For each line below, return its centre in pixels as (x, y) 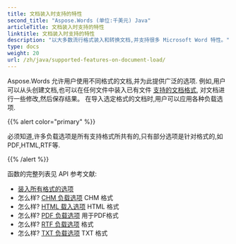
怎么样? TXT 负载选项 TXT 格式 (63, 233)
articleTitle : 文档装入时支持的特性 (56, 27)
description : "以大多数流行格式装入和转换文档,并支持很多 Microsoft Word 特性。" (118, 40)
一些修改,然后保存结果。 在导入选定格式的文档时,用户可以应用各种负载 (115, 98)
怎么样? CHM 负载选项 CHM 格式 (65, 197)
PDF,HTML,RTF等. (34, 145)
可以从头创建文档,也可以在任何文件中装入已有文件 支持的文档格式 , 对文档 (113, 90)
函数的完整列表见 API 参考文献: (52, 173)
